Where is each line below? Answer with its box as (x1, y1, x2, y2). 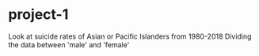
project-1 (8, 6, 69, 24)
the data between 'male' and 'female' (8, 39, 130, 49)
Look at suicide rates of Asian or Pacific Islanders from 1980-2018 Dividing (8, 32, 252, 41)
